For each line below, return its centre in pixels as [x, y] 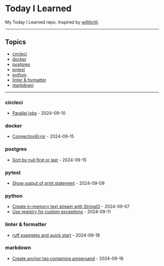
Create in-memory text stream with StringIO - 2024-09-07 [71, 207]
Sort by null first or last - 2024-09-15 [49, 160]
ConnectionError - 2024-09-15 [43, 136]
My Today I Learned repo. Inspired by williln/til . [52, 22]
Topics [16, 42]
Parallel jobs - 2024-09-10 [39, 113]
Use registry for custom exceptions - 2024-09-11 [61, 212]
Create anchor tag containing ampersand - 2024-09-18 [68, 258]
